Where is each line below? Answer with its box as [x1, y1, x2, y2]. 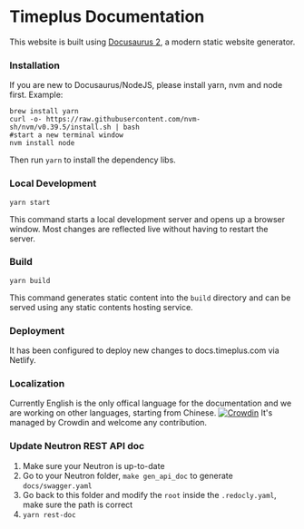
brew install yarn [9, 107, 79, 116]
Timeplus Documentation [9, 6, 205, 27]
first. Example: [9, 89, 64, 101]
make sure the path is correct [22, 499, 133, 510]
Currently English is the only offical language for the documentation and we [9, 397, 292, 409]
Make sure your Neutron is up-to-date [22, 460, 165, 471]
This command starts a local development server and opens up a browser [9, 213, 286, 224]
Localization [9, 377, 65, 390]
